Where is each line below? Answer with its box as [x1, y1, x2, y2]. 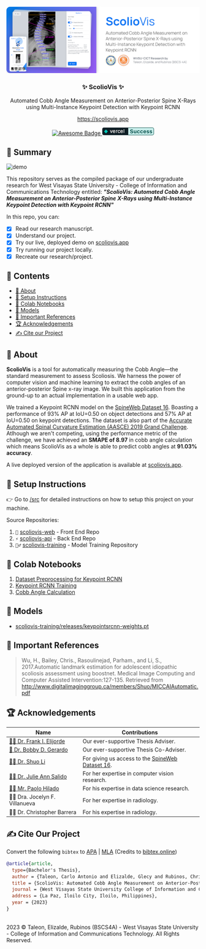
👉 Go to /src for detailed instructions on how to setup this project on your [6, 496, 194, 503]
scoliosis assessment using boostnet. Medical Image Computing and [21, 669, 195, 677]
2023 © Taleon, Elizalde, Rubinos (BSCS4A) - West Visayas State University [6, 923, 199, 931]
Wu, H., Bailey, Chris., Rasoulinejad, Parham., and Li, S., [21, 656, 162, 664]
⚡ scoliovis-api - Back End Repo [15, 535, 96, 542]
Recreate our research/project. [15, 253, 93, 260]
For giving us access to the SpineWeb [82, 755, 178, 762]
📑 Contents [6, 271, 50, 282]
